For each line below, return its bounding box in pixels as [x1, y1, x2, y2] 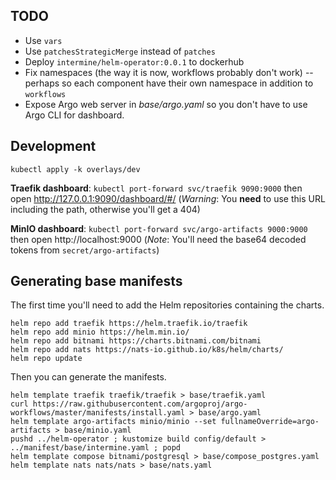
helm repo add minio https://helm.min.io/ [10, 327, 190, 338]
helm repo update [10, 354, 83, 364]
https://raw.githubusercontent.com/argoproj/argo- [32, 399, 248, 409]
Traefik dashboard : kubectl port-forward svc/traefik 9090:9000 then [10, 182, 303, 194]
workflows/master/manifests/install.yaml [10, 408, 186, 418]
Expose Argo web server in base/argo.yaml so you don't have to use [24, 98, 308, 110]
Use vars [24, 34, 63, 46]
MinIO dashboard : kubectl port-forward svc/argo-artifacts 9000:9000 [10, 222, 308, 234]
